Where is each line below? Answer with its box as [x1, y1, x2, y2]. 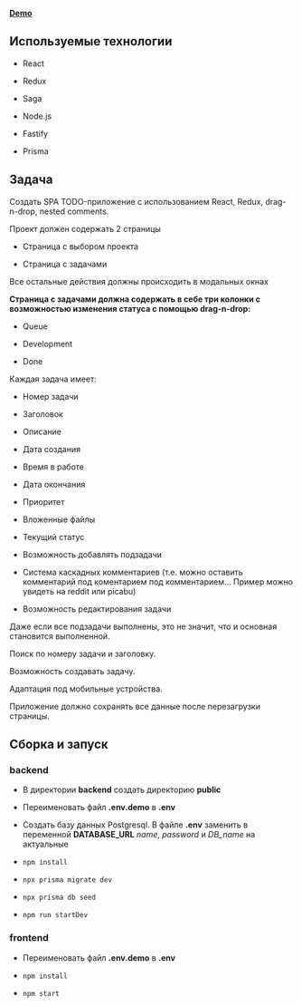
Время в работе [22, 461, 84, 472]
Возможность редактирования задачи [22, 603, 172, 614]
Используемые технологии [9, 34, 173, 49]
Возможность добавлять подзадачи [22, 548, 163, 560]
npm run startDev [22, 911, 89, 920]
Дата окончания [22, 479, 86, 489]
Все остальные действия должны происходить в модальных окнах [9, 276, 269, 286]
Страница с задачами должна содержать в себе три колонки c [9, 294, 260, 305]
